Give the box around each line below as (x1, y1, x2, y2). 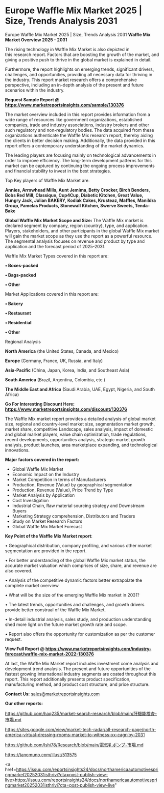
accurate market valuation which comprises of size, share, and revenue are (5, 563, 157, 568)
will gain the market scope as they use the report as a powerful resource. (5, 233, 153, 239)
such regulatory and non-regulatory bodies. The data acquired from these (5, 127, 154, 133)
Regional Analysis (5, 339, 41, 344)
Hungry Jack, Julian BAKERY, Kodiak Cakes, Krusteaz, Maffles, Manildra (5, 197, 156, 203)
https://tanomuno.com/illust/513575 (5, 752, 77, 758)
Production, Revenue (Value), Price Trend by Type (12, 487, 114, 493)
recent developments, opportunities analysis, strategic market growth (5, 436, 145, 442)
